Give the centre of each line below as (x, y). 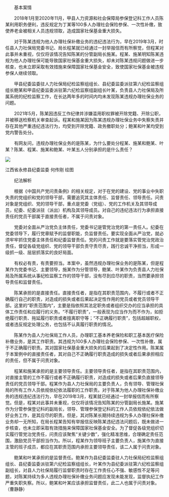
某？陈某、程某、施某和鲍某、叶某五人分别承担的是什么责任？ (69, 150)
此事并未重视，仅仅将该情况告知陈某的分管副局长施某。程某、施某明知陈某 (82, 54)
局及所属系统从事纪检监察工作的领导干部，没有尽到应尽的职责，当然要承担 (82, 276)
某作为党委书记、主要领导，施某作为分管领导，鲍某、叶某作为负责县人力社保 (84, 269)
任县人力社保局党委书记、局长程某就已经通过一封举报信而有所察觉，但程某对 (84, 48)
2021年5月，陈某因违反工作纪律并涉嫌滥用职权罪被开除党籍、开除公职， (89, 113)
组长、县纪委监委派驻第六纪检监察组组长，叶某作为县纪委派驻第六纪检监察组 (84, 464)
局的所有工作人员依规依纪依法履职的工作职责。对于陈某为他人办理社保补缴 (82, 390)
